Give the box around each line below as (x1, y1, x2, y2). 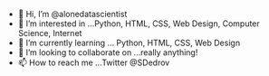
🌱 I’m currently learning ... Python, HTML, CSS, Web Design (17, 37, 241, 48)
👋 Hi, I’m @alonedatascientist (17, 9, 128, 19)
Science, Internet (17, 28, 82, 38)
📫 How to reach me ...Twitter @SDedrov (17, 57, 170, 68)
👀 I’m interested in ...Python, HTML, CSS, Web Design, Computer (17, 18, 260, 29)
